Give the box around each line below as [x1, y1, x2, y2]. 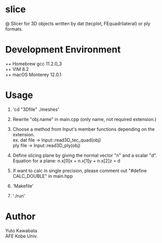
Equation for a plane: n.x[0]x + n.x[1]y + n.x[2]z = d [12, 157, 121, 164]
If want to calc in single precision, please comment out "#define [12, 167, 147, 174]
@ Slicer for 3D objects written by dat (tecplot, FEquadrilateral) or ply [5, 20, 150, 27]
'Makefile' [12, 183, 34, 189]
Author [5, 211, 36, 222]
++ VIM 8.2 [5, 66, 29, 72]
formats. [5, 26, 23, 32]
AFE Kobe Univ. [5, 233, 38, 239]
